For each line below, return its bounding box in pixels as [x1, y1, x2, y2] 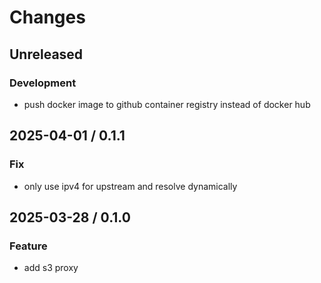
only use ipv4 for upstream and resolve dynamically [23, 180, 238, 192]
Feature [9, 239, 48, 253]
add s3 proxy [23, 262, 79, 274]
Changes [9, 6, 86, 29]
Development [9, 76, 77, 90]
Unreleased [9, 46, 84, 63]
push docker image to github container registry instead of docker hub [23, 98, 311, 110]
